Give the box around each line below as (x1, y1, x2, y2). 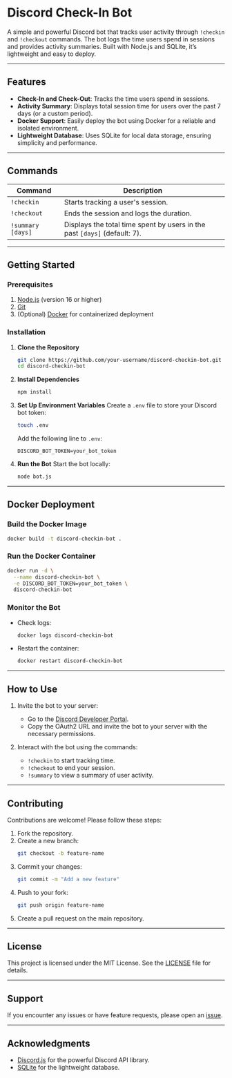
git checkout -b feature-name (17, 849, 105, 857)
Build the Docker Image (7, 519, 87, 529)
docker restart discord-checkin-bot (17, 657, 123, 664)
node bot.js (17, 473, 52, 481)
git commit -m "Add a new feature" (17, 876, 120, 883)
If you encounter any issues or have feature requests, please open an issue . (7, 1011, 223, 1019)
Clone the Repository (17, 343, 79, 352)
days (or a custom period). (17, 109, 93, 117)
